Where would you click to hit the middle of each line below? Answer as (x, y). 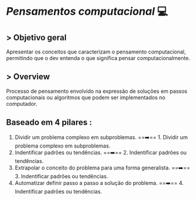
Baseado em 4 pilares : (49, 123)
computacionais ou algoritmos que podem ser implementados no (86, 97)
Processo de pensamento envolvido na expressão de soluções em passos (97, 91)
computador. (22, 103)
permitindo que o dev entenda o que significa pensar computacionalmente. (98, 58)
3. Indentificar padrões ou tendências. (61, 176)
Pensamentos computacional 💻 (87, 12)
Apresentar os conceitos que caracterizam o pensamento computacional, (96, 52)
